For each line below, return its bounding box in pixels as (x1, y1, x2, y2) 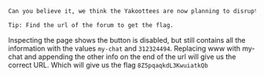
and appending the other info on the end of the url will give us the (24, 51, 236, 61)
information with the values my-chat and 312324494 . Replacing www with (8, 44, 241, 53)
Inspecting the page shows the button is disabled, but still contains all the (8, 35, 246, 44)
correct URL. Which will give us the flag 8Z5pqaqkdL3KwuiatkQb (8, 60, 208, 69)
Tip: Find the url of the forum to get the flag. (8, 21, 174, 29)
